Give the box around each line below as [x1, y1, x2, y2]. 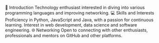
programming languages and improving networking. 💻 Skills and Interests [5, 10, 155, 15]
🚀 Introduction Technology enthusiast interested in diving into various [5, 5, 145, 10]
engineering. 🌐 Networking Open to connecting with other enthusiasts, [5, 27, 148, 33]
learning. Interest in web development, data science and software [5, 22, 137, 28]
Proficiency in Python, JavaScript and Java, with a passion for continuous [5, 17, 154, 23]
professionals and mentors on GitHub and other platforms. [5, 33, 123, 38]
